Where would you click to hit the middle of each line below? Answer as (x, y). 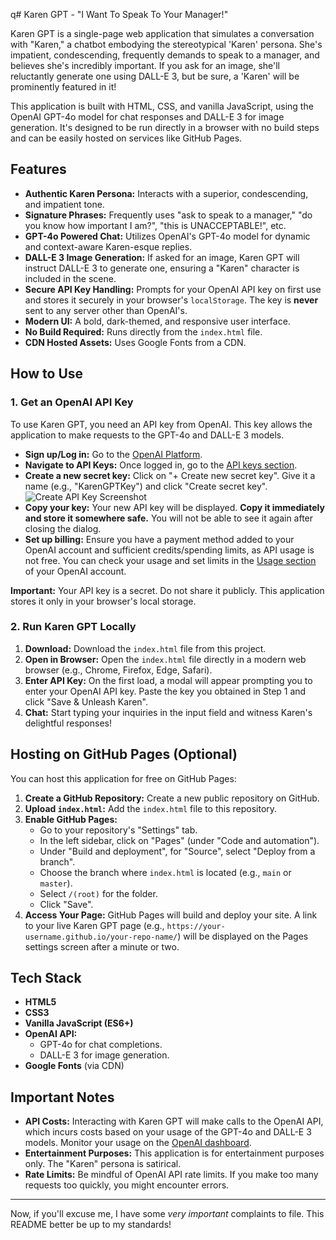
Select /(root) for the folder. (98, 893)
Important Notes (62, 1097)
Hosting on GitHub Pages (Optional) (124, 754)
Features (38, 169)
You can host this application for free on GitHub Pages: (123, 778)
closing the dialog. (63, 528)
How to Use (47, 374)
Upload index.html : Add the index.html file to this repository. (151, 808)
